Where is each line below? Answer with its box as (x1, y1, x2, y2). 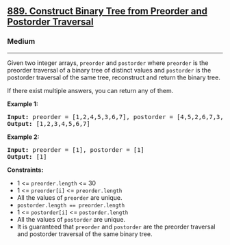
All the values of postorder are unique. (16, 215, 125, 223)
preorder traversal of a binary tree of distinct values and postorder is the (7, 66, 212, 74)
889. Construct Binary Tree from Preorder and (7, 5, 207, 17)
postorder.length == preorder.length (16, 202, 125, 209)
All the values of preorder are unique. (16, 193, 123, 201)
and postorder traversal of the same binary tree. (16, 229, 153, 238)
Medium (7, 37, 36, 47)
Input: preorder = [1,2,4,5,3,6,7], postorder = (7, 113, 173, 120)
